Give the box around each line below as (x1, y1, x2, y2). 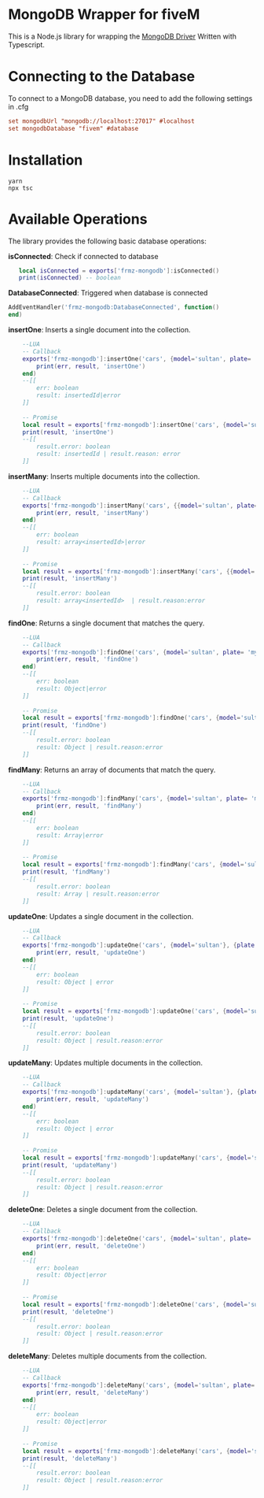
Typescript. (8, 39, 46, 49)
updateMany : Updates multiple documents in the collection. (8, 1058, 203, 1068)
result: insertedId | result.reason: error (36, 451, 181, 458)
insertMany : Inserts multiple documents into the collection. (8, 471, 200, 481)
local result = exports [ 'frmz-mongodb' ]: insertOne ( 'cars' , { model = (22, 421, 247, 428)
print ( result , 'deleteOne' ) (22, 1307, 114, 1316)
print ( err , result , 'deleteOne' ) (36, 1242, 146, 1250)
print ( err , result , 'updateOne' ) (36, 949, 146, 957)
